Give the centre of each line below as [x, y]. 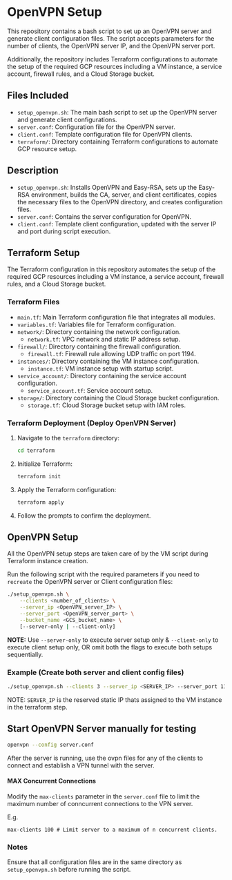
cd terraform [36, 450]
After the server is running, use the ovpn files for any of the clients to [105, 758]
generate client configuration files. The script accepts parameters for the [111, 38]
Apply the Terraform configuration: [67, 489]
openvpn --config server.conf [51, 745]
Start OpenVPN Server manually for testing [102, 729]
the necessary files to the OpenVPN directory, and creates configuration [120, 202]
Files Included [38, 96]
